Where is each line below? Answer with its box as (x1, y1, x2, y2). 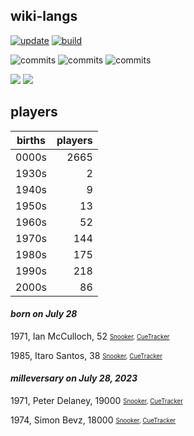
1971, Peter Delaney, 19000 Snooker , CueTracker (10, 395, 183, 407)
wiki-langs (10, 8, 78, 25)
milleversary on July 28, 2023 (10, 372, 138, 384)
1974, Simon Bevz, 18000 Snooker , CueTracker (10, 414, 177, 426)
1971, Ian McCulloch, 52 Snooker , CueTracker (10, 330, 170, 342)
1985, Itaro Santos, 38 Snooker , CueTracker (10, 349, 163, 361)
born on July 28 (10, 308, 78, 320)
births (16, 133, 47, 147)
